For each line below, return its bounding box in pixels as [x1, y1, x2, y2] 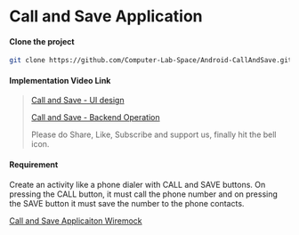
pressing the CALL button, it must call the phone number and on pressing [9, 189, 279, 199]
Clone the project [9, 36, 75, 46]
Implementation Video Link [9, 75, 111, 85]
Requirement [9, 159, 59, 170]
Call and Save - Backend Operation [30, 112, 160, 123]
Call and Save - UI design [30, 95, 125, 106]
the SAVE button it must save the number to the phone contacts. [9, 198, 245, 208]
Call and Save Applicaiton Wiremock [9, 215, 142, 226]
